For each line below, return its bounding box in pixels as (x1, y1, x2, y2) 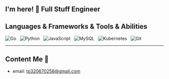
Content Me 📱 (5, 55, 49, 63)
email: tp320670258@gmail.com (12, 68, 80, 74)
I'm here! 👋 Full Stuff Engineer (5, 5, 101, 14)
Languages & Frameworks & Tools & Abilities (5, 22, 147, 31)
